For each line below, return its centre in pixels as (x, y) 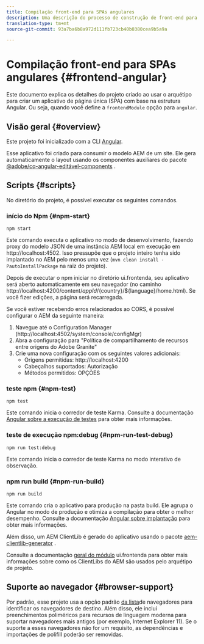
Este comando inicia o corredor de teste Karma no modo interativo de (94, 459)
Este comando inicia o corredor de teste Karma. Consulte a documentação (100, 412)
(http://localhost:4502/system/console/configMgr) (78, 334)
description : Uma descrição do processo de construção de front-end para (102, 18)
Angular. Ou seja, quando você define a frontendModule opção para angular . (102, 108)
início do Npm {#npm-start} (48, 216)
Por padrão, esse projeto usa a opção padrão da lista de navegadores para (100, 602)
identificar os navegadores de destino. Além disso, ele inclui (82, 608)
